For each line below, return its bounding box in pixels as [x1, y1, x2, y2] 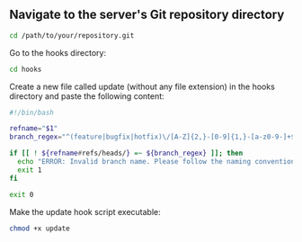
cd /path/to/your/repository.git [9, 31, 135, 40]
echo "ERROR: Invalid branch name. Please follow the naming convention [17, 157, 296, 166]
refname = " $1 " [9, 124, 58, 133]
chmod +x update [9, 224, 70, 233]
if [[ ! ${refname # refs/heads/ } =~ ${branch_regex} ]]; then [9, 148, 244, 158]
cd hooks [9, 65, 42, 74]
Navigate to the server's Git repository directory [9, 7, 285, 22]
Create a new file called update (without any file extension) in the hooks [9, 81, 276, 92]
